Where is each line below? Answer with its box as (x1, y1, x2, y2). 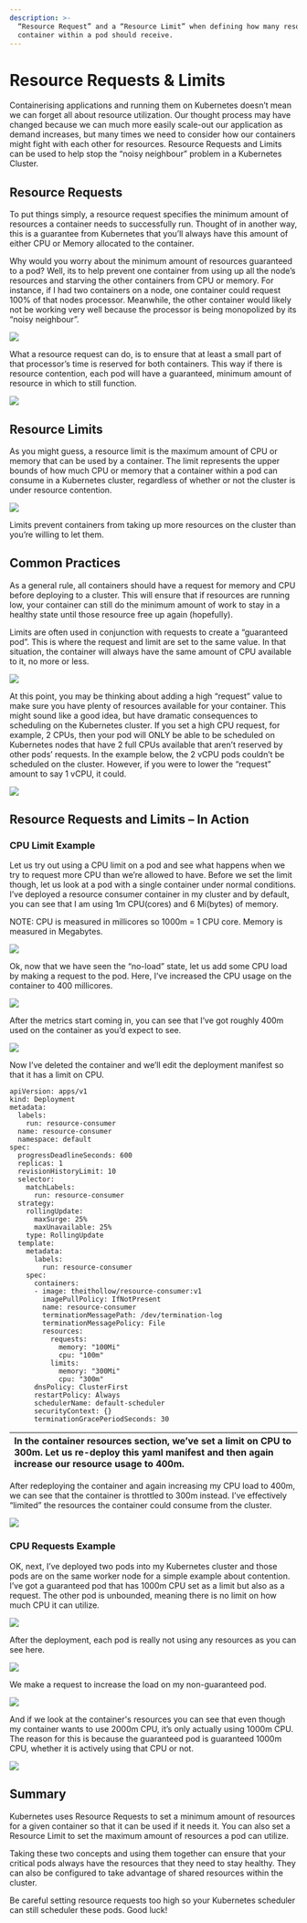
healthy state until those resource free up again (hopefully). (9, 608, 233, 619)
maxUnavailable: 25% (33, 1223, 112, 1232)
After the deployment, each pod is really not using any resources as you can (9, 1634, 297, 1645)
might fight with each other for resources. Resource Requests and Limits (9, 139, 282, 150)
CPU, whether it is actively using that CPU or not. (9, 1742, 195, 1754)
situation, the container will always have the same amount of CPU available (9, 646, 292, 657)
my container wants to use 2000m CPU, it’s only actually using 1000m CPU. (9, 1723, 294, 1734)
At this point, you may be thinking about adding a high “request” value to (9, 691, 283, 702)
